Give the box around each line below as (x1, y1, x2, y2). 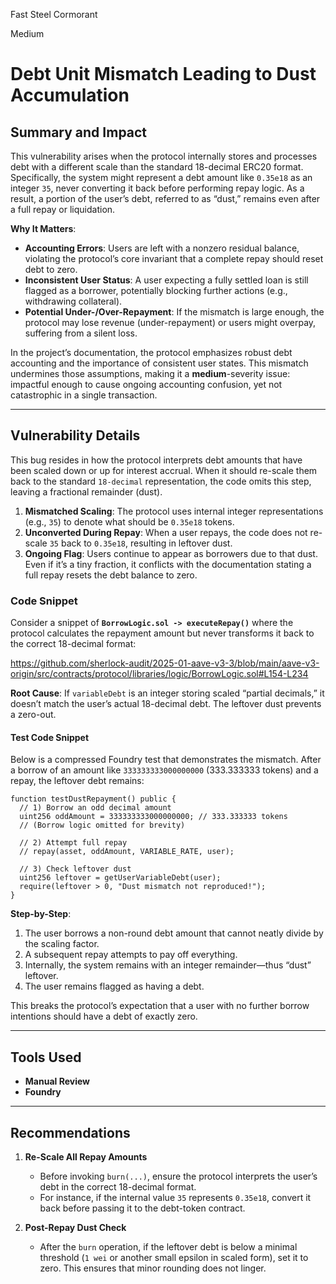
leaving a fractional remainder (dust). (10, 485, 163, 498)
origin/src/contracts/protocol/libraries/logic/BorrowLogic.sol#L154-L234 (10, 668, 309, 680)
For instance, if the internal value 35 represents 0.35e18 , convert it (39, 1191, 312, 1203)
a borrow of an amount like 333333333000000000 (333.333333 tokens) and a (10, 764, 319, 776)
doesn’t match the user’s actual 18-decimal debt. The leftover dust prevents (10, 698, 322, 710)
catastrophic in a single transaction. (10, 389, 158, 401)
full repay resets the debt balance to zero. (24, 569, 198, 581)
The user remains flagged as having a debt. (24, 980, 205, 993)
